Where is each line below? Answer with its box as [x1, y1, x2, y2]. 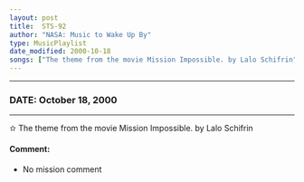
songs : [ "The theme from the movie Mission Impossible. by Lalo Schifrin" [9, 55, 298, 64]
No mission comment [22, 164, 102, 175]
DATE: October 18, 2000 [9, 93, 118, 106]
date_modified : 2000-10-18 [9, 47, 111, 56]
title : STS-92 [9, 22, 67, 31]
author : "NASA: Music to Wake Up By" [9, 30, 152, 39]
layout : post [9, 13, 59, 23]
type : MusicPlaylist [9, 38, 88, 48]
